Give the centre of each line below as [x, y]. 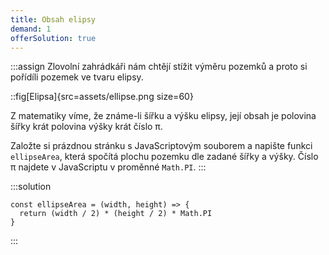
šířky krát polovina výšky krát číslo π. [86, 127]
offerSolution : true [53, 38]
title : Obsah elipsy [53, 19]
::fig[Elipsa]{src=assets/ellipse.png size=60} [102, 97]
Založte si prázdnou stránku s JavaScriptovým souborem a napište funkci [161, 146]
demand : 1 [31, 29]
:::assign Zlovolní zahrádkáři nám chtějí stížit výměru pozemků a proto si [159, 67]
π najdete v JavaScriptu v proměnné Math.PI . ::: [108, 167]
